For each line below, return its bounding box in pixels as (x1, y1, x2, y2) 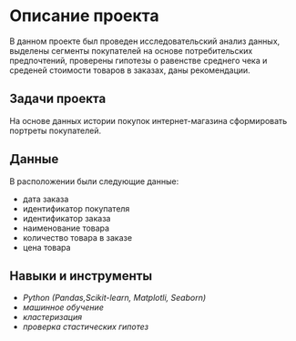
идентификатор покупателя (22, 202, 130, 214)
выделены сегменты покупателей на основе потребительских (9, 45, 253, 56)
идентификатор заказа (22, 212, 111, 223)
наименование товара (22, 222, 110, 233)
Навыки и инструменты (9, 268, 153, 284)
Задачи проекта (9, 91, 107, 107)
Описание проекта (9, 5, 159, 26)
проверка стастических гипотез (22, 321, 149, 333)
